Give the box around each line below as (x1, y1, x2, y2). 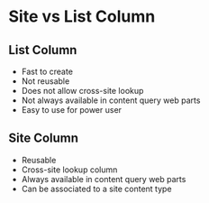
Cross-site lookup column (21, 164, 118, 175)
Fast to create (21, 66, 74, 77)
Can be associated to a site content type (21, 183, 172, 194)
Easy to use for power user (21, 105, 123, 115)
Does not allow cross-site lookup (21, 86, 144, 96)
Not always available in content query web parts (21, 95, 201, 106)
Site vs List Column (8, 6, 156, 27)
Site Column (8, 131, 78, 146)
